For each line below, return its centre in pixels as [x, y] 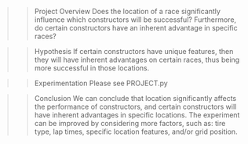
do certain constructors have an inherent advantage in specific [136, 28]
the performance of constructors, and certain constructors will [135, 106]
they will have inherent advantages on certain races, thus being [137, 59]
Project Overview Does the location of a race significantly [128, 11]
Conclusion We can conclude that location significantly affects [135, 98]
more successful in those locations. [92, 68]
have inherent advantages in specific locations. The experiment [137, 115]
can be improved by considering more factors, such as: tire [130, 123]
